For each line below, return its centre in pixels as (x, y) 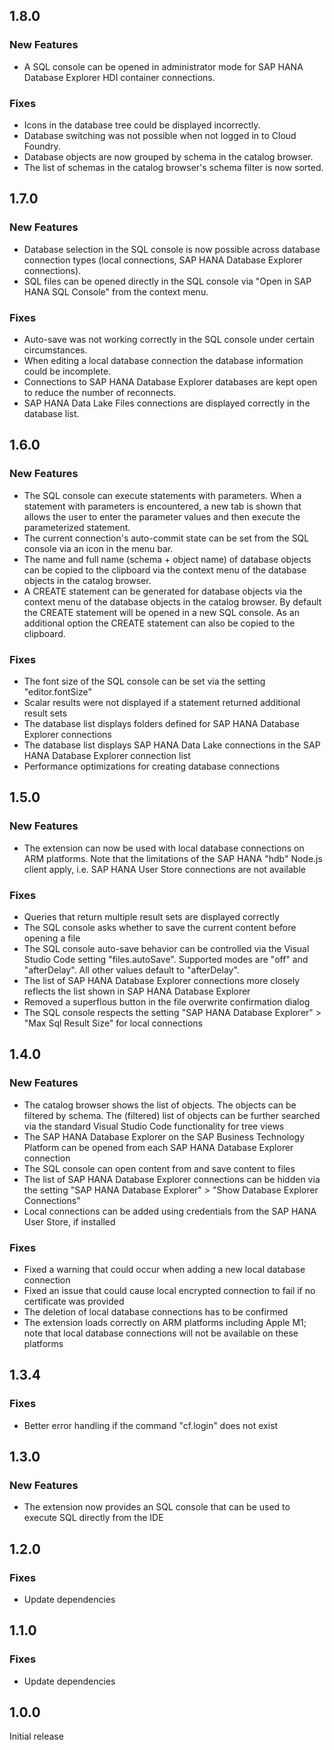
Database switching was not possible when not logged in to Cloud (160, 135)
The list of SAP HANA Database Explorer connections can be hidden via (172, 1179)
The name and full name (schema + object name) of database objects (167, 559)
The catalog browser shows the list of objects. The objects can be (160, 1105)
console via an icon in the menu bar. (98, 548)
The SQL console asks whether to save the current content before (160, 927)
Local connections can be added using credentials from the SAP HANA (170, 1211)
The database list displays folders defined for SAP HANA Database (161, 723)
